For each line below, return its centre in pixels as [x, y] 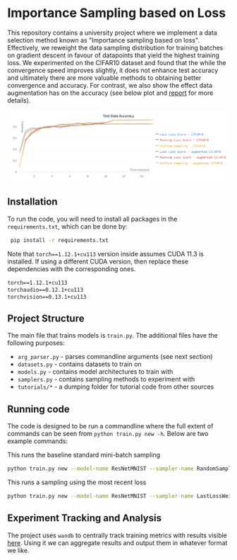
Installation [32, 202]
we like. [18, 550]
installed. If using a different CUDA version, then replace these [98, 261]
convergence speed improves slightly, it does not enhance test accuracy [113, 70]
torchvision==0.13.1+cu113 [47, 297]
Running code [39, 409]
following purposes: [36, 343]
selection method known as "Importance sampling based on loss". [103, 40]
